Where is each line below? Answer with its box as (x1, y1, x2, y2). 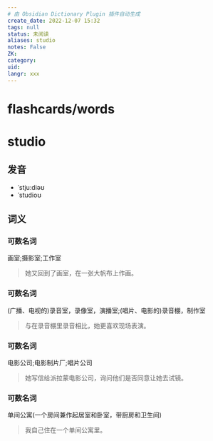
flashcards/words (7, 101, 115, 117)
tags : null (7, 24, 40, 31)
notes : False (7, 44, 46, 51)
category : (7, 57, 37, 64)
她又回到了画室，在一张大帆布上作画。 (24, 269, 137, 278)
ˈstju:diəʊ (17, 183, 45, 191)
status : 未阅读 (7, 30, 49, 38)
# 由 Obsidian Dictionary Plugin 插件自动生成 (7, 10, 140, 18)
